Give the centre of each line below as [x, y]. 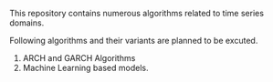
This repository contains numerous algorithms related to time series [137, 13]
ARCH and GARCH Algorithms [79, 58]
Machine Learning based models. [85, 68]
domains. [27, 23]
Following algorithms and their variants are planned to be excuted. [134, 41]
